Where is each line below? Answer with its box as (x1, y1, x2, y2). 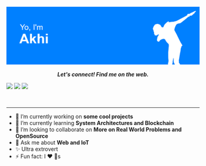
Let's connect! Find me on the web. (57, 71, 149, 78)
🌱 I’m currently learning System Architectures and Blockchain (15, 119, 174, 127)
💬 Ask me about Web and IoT (15, 139, 90, 146)
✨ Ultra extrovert (15, 145, 58, 153)
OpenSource (15, 132, 48, 140)
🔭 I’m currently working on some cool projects (15, 113, 134, 120)
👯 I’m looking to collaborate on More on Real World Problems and (15, 126, 182, 134)
